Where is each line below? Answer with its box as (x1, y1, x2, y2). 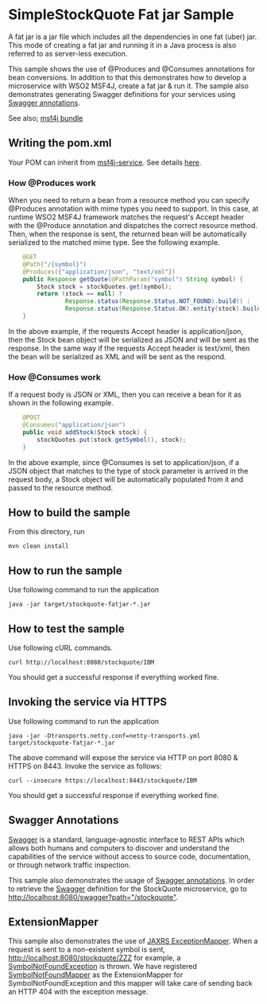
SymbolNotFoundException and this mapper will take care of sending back (8, 979, 253, 988)
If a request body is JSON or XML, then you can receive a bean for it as (8, 390, 242, 399)
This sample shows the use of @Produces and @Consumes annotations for (8, 64, 256, 73)
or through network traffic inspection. (8, 860, 131, 870)
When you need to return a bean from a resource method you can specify (8, 196, 250, 205)
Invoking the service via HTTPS (8, 696, 167, 709)
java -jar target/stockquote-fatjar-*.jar (8, 600, 151, 609)
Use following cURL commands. (8, 643, 113, 653)
